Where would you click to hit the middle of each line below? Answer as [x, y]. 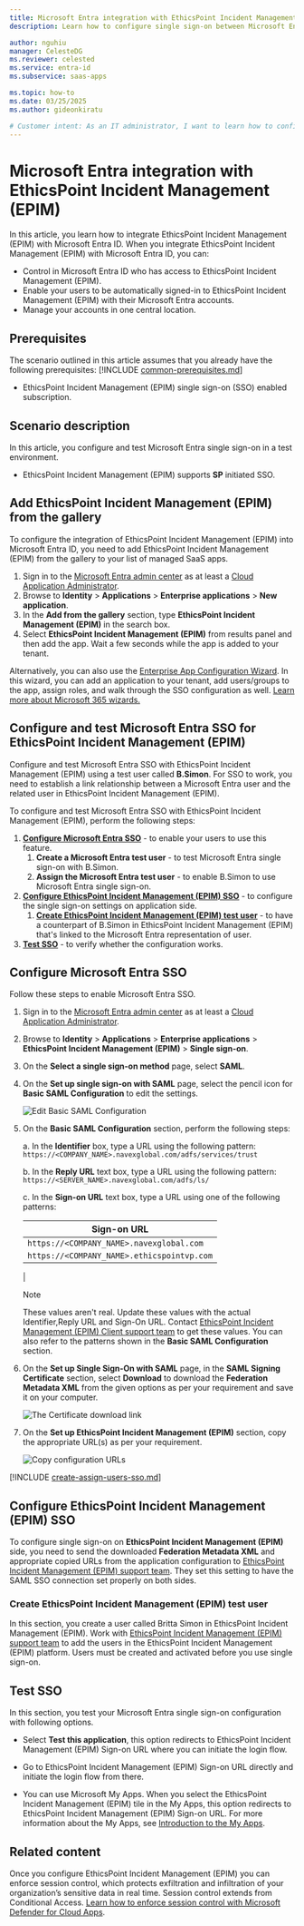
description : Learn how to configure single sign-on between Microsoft [147, 26]
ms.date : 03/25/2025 [48, 101]
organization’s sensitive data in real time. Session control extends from [141, 1893]
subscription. [47, 397]
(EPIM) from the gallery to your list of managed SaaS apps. [119, 558]
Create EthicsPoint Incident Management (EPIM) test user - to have [165, 915]
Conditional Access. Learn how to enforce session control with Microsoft [145, 1902]
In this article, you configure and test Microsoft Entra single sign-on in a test [151, 447]
